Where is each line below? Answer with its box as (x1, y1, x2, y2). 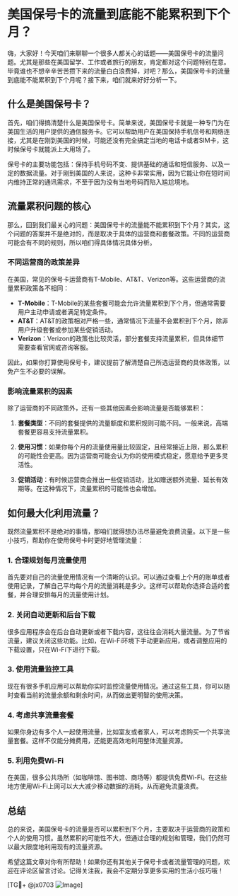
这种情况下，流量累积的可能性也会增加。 (42, 484, 160, 493)
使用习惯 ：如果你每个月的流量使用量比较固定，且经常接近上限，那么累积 (17, 443, 228, 452)
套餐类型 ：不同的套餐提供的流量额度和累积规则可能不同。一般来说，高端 (17, 419, 228, 427)
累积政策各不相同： (13, 284, 69, 292)
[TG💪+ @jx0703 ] (7, 880, 83, 889)
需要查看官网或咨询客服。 (17, 343, 93, 351)
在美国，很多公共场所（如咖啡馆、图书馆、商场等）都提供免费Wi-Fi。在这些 (7, 773, 227, 782)
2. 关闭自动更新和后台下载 (7, 610, 96, 620)
